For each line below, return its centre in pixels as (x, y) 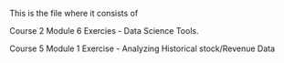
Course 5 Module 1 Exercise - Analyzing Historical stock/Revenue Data (142, 48)
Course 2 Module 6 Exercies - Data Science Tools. (104, 31)
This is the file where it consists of (74, 13)
